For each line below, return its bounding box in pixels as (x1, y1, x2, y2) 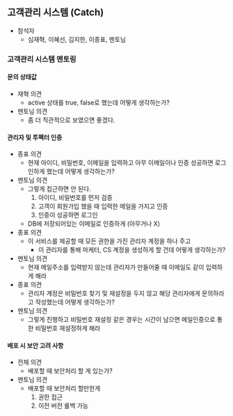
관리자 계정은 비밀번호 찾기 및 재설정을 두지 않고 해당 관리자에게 (27, 289, 200, 298)
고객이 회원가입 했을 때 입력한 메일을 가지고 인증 (38, 202, 168, 210)
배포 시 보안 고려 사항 (7, 341, 64, 350)
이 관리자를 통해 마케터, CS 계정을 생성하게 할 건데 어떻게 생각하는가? (38, 246, 226, 254)
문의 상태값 (7, 72, 37, 82)
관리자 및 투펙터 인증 (7, 133, 63, 141)
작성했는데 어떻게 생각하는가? (35, 298, 115, 307)
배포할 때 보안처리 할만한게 (27, 384, 101, 392)
